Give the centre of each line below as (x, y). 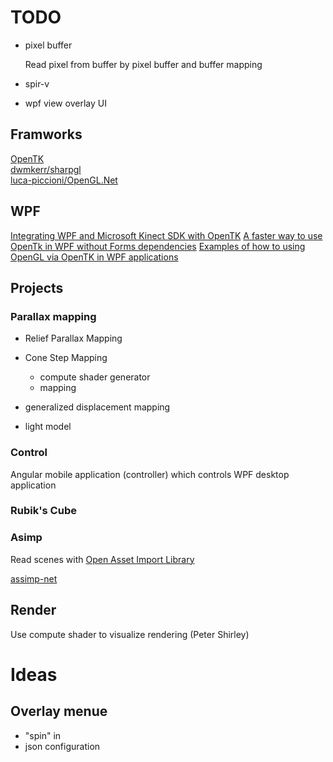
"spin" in (43, 735)
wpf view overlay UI (65, 103)
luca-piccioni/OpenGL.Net (64, 180)
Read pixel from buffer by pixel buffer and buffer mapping (143, 64)
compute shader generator (95, 377)
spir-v (37, 83)
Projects (37, 287)
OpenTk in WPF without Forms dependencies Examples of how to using (158, 246)
